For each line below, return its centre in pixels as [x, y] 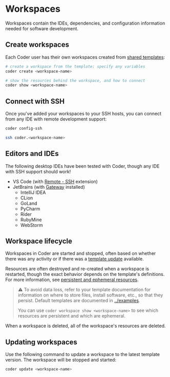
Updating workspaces [41, 342]
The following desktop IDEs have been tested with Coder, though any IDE [82, 166]
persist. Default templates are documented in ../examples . [79, 301]
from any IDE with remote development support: [56, 119]
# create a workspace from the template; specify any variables [75, 66]
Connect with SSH [35, 101]
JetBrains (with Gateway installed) [49, 187]
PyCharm [30, 209]
